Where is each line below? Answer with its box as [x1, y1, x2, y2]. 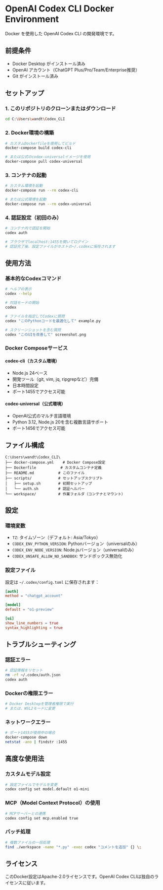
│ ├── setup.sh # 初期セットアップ [5, 481, 92, 486]
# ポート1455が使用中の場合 [5, 730, 55, 735]
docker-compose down [5, 735, 48, 740]
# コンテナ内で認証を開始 [5, 226, 50, 231]
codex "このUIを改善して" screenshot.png [5, 332, 86, 337]
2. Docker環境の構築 [5, 130, 54, 137]
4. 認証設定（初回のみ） [5, 214, 62, 221]
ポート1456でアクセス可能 [12, 425, 66, 431]
